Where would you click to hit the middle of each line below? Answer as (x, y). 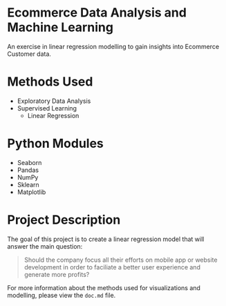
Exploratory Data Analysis (54, 101)
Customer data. (29, 54)
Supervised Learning (47, 108)
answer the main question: (45, 246)
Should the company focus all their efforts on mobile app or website (121, 260)
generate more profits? (57, 274)
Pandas (28, 170)
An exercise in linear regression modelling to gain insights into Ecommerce (113, 46)
